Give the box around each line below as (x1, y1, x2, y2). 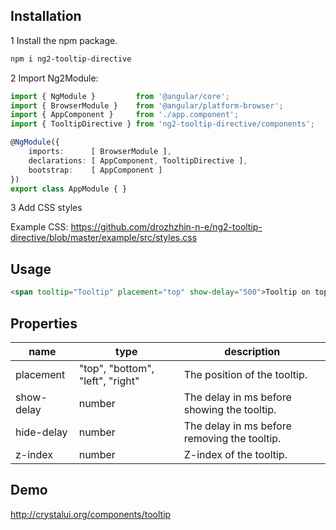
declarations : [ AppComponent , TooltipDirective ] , (28, 155, 248, 166)
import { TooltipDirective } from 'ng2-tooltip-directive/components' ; (10, 119, 315, 129)
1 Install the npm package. (10, 34, 118, 46)
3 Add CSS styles (10, 202, 83, 214)
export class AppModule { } (10, 184, 128, 194)
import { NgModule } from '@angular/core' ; (10, 91, 230, 101)
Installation (10, 8, 82, 25)
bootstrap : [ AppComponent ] (28, 165, 163, 175)
